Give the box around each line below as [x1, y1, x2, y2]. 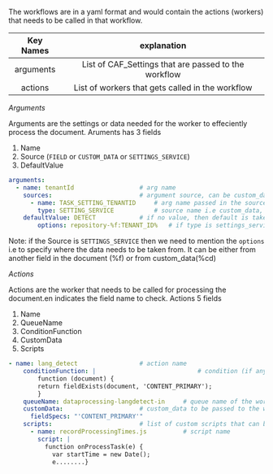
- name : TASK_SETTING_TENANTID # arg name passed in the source [29, 198, 267, 207]
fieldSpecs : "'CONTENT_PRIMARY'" [29, 412, 144, 421]
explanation [139, 40, 187, 51]
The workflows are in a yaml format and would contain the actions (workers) [8, 7, 264, 16]
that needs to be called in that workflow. [8, 15, 143, 25]
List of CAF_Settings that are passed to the [81, 59, 245, 70]
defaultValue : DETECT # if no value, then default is [23, 214, 249, 222]
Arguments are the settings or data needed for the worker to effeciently [8, 119, 248, 128]
